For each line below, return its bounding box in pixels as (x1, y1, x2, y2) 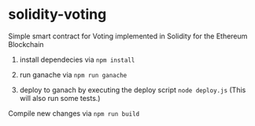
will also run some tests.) (19, 93, 101, 103)
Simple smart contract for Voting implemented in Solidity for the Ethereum (8, 31, 248, 41)
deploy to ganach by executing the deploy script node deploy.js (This (19, 85, 246, 95)
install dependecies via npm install (19, 55, 135, 64)
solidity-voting (8, 5, 107, 23)
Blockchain (8, 39, 45, 49)
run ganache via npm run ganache (19, 70, 128, 79)
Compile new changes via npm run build (8, 108, 140, 118)
